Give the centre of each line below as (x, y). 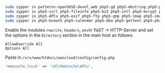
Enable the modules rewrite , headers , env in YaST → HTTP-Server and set (79, 30)
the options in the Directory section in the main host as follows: (69, 35)
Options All (17, 48)
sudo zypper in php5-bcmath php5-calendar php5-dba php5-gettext (73, 20)
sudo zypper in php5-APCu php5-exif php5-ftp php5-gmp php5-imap (73, 16)
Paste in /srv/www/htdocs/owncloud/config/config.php (60, 57)
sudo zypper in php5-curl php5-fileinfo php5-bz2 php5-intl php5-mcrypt (81, 11)
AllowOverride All (24, 44)
